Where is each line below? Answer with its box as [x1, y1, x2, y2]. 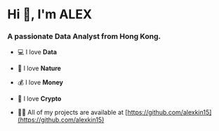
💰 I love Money [17, 78, 63, 87]
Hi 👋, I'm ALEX [7, 6, 93, 23]
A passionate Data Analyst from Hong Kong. [7, 32, 161, 42]
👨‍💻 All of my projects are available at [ [17, 108, 128, 117]
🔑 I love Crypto [17, 94, 62, 103]
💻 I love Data [17, 48, 58, 56]
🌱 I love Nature [17, 64, 62, 73]
